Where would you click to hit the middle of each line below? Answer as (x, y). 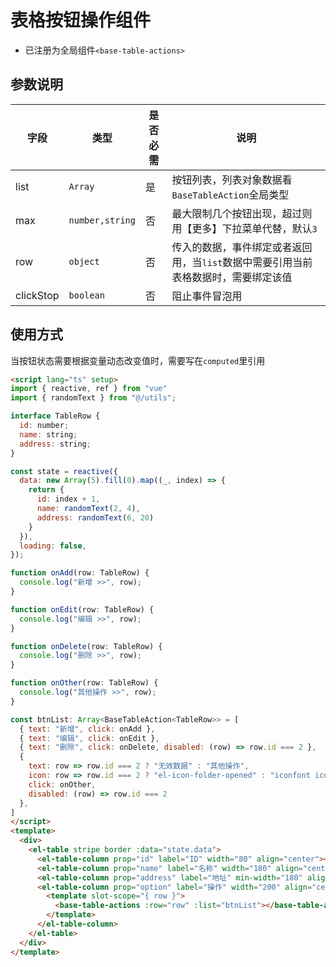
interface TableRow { (55, 416)
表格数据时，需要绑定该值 (232, 277)
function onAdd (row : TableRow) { (80, 573)
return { (46, 490)
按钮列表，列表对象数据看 (232, 179)
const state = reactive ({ (64, 471)
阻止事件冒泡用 (207, 296)
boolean (86, 295)
